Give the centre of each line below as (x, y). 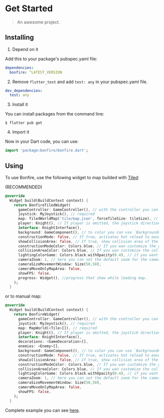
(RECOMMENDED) (24, 187)
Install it (20, 104)
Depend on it (25, 49)
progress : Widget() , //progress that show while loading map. (82, 278)
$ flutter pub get (24, 123)
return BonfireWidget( (37, 314)
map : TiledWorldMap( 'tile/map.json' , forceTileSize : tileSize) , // (88, 219)
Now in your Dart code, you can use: (42, 141)
